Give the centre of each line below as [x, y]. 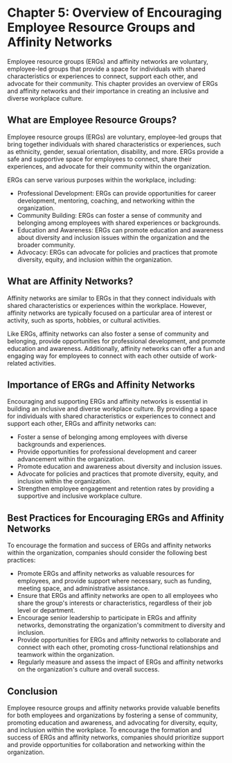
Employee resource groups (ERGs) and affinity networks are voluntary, [108, 61]
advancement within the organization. [71, 459]
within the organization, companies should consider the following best [107, 553]
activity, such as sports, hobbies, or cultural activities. [84, 320]
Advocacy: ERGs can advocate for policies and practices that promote [117, 252]
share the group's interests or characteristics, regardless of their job [115, 603]
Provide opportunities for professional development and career [107, 452]
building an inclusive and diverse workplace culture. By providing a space [112, 409]
